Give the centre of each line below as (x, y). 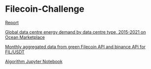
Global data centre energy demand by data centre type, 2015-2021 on (75, 32)
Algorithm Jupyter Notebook (34, 61)
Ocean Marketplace (25, 37)
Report (12, 23)
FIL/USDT (15, 52)
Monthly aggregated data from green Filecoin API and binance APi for (75, 46)
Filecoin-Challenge (45, 9)
